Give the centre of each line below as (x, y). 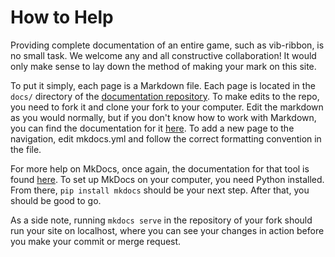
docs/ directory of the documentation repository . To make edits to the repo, (165, 96)
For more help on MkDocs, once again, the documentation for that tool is (160, 168)
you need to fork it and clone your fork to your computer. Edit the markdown (167, 107)
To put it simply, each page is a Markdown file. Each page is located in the (163, 85)
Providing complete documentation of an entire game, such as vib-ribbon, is (167, 45)
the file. (26, 149)
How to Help (62, 17)
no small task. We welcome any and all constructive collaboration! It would (163, 55)
